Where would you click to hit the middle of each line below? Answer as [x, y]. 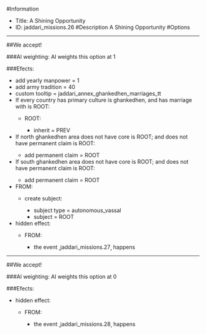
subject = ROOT [54, 217]
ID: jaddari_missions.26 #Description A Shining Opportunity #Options [102, 27]
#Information [23, 9]
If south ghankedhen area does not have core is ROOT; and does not [102, 161]
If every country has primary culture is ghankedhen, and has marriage [104, 100]
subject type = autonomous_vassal [77, 210]
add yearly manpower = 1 [47, 80]
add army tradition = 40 [45, 87]
